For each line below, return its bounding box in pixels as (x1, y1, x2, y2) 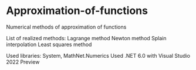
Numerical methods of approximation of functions (6, 23, 127, 30)
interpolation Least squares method (6, 41, 92, 48)
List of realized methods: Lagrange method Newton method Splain (6, 34, 167, 41)
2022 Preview (6, 58, 40, 65)
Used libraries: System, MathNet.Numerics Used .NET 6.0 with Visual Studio (6, 52, 191, 59)
